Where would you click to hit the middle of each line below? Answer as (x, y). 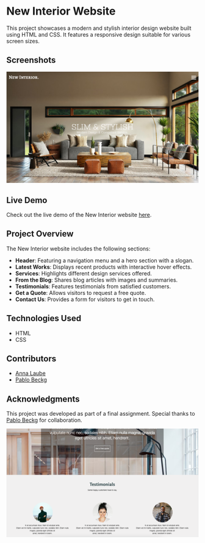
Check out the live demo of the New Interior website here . (79, 215)
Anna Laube (30, 374)
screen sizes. (23, 41)
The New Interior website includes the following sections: (78, 249)
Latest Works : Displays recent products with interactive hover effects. (103, 267)
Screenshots (31, 60)
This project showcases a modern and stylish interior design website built (99, 28)
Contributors (31, 359)
